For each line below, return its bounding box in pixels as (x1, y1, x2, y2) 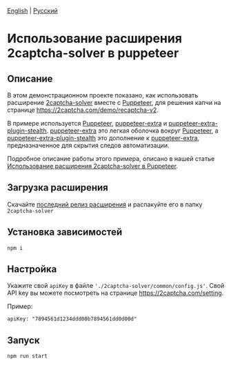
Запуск (7, 334, 40, 346)
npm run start (7, 353, 48, 360)
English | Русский (7, 7, 58, 15)
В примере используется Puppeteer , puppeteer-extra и (7, 119, 168, 127)
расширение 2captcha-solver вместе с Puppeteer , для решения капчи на (7, 99, 221, 106)
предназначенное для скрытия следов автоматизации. (7, 142, 170, 149)
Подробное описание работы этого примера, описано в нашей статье (7, 155, 215, 162)
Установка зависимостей (7, 227, 123, 238)
